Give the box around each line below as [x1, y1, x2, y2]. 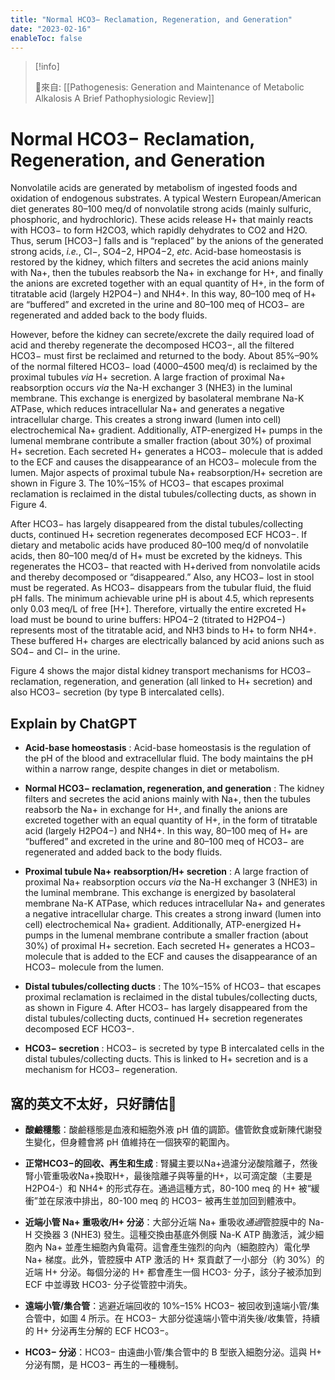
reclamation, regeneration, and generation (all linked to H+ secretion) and [10, 676, 313, 688]
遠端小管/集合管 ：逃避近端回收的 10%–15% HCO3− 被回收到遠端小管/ [24, 1299, 312, 1311]
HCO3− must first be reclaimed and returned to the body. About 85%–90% [10, 350, 319, 362]
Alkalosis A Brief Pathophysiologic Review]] [34, 92, 215, 105]
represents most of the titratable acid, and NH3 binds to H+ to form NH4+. [10, 624, 317, 636]
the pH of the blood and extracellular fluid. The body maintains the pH [24, 752, 314, 765]
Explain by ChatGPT [10, 715, 138, 732]
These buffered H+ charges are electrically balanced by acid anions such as [10, 635, 325, 647]
